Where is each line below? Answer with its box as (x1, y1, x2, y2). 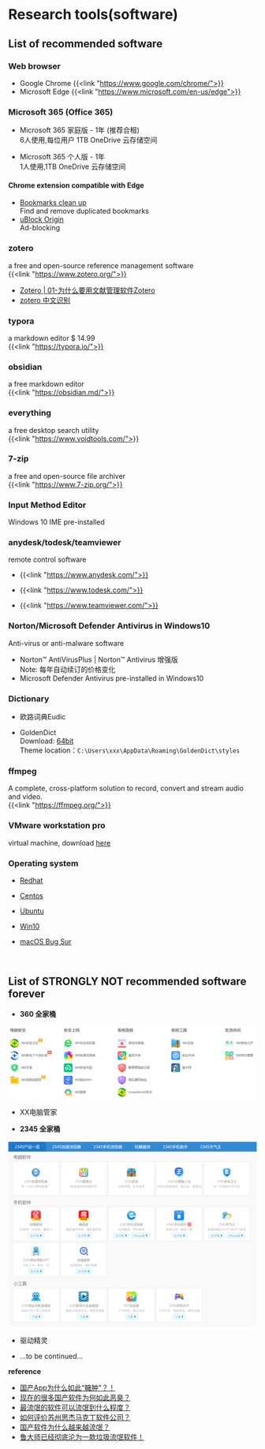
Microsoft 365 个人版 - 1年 (19, 152, 105, 162)
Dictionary (8, 693, 50, 704)
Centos (19, 891, 43, 900)
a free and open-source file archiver (8, 471, 126, 480)
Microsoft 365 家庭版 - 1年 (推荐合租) (19, 125, 140, 135)
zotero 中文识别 (19, 295, 71, 304)
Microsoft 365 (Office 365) (8, 106, 114, 118)
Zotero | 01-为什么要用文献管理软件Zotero (19, 286, 155, 295)
